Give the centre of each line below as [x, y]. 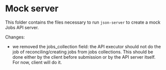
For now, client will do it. [37, 62]
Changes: [15, 37]
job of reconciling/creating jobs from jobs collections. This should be [83, 52]
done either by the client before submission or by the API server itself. [84, 57]
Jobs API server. [22, 27]
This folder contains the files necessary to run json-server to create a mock [83, 22]
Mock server [32, 9]
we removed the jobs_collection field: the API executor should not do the [86, 46]
